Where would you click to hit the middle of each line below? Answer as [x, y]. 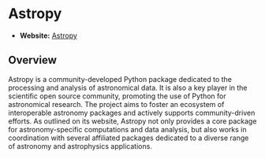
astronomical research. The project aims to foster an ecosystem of [116, 104]
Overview [33, 60]
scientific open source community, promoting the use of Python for [117, 96]
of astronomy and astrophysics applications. [80, 146]
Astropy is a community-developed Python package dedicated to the [120, 79]
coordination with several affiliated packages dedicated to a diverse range [129, 138]
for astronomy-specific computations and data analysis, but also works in [127, 129]
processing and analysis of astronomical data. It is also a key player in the [128, 87]
